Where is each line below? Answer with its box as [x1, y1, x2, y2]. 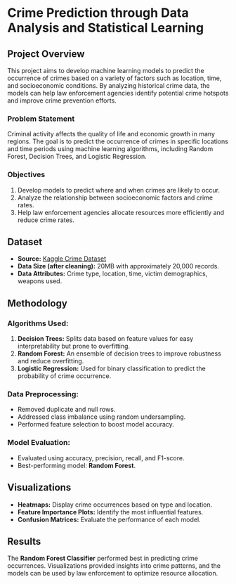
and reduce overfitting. [17, 357, 84, 365]
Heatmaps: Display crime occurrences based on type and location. [17, 500, 213, 509]
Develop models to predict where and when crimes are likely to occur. [17, 186, 220, 194]
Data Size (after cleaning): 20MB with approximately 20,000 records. [17, 262, 220, 271]
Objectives [7, 170, 46, 180]
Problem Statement [7, 114, 75, 124]
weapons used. [17, 277, 63, 285]
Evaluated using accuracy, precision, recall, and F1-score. [17, 453, 185, 462]
